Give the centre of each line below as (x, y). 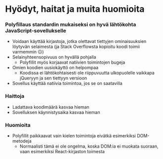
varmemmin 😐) (28, 52)
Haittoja (15, 96)
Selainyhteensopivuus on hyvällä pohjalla (54, 57)
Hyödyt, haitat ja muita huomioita (75, 9)
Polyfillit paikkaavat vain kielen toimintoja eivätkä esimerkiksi (74, 136)
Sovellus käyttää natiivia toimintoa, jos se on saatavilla (67, 83)
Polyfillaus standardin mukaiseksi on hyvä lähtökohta (71, 25)
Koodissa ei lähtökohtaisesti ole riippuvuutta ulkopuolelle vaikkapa (87, 73)
